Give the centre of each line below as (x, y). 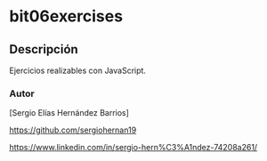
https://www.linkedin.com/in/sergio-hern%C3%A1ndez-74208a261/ (133, 148)
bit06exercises (66, 16)
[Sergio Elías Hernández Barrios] (69, 113)
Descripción (44, 49)
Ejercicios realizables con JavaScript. (78, 70)
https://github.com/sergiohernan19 (73, 130)
